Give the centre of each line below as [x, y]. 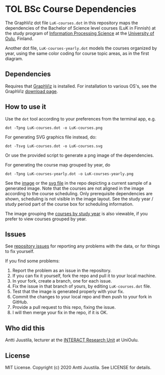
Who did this [25, 328]
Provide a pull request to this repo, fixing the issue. [64, 307]
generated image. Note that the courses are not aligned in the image [75, 188]
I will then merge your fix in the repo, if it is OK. [60, 313]
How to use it [26, 107]
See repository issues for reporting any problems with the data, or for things [82, 246]
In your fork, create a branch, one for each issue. [62, 281]
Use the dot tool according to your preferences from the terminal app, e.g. [81, 119]
